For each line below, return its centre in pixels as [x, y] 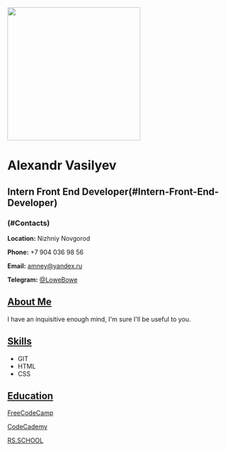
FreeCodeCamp [30, 413]
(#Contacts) [29, 223]
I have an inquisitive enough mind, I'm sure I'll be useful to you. [99, 319]
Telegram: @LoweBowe [43, 279]
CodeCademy [28, 427]
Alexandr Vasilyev [62, 165]
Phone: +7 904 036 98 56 [45, 252]
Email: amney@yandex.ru [45, 266]
